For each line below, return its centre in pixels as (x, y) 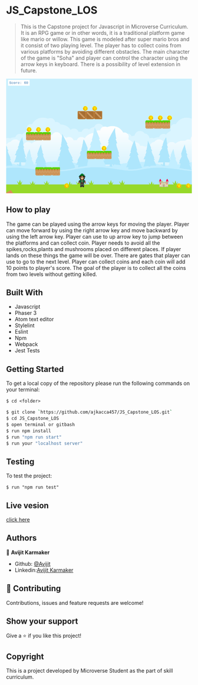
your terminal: (23, 390)
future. (29, 70)
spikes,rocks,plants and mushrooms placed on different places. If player (94, 249)
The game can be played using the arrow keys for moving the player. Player (98, 224)
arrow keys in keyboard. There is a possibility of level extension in (100, 64)
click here (18, 520)
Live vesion (27, 505)
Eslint (21, 332)
